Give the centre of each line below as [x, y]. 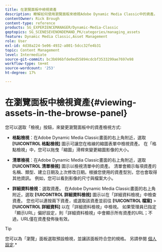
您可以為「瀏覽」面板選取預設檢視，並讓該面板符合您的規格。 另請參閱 [76, 238]
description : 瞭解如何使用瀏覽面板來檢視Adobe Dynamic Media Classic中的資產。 [81, 14]
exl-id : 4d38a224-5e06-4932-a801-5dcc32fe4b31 [53, 46]
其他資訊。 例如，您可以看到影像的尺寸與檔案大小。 [64, 178]
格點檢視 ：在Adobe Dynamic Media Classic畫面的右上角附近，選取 [79, 137]
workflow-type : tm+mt [27, 64]
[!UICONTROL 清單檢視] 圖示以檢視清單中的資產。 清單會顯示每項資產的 [84, 166]
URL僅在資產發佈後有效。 [46, 218]
